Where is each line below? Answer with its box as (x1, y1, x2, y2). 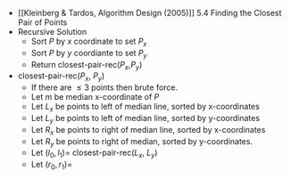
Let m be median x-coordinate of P (30, 92, 160, 102)
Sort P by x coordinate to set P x (30, 36, 147, 48)
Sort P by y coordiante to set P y (30, 47, 147, 61)
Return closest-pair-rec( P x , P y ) (30, 59, 143, 72)
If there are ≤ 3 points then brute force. (30, 82, 179, 93)
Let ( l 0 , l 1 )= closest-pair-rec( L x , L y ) (30, 147, 158, 160)
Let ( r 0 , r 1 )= (30, 159, 73, 172)
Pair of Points (17, 17, 68, 28)
